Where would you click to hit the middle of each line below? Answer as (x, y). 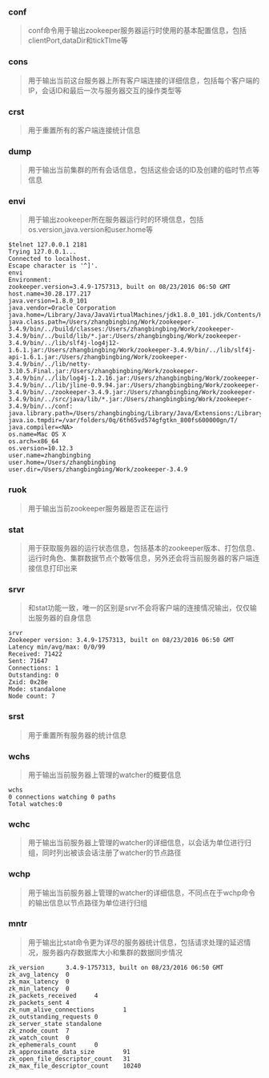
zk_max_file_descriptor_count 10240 (75, 1066)
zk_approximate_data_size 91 (69, 1052)
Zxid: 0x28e (28, 682)
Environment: (30, 280)
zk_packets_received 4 (53, 995)
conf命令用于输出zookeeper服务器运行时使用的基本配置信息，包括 (137, 31)
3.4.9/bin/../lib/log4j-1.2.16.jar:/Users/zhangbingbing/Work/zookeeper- (134, 378)
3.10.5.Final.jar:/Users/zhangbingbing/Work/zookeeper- (103, 372)
